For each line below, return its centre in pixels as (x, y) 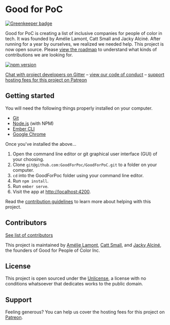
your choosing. (28, 159)
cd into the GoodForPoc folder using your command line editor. (78, 175)
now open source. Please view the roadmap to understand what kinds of (81, 49)
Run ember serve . (31, 186)
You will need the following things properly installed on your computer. (79, 108)
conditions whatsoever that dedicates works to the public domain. (74, 284)
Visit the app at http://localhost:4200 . (52, 191)
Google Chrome (29, 134)
